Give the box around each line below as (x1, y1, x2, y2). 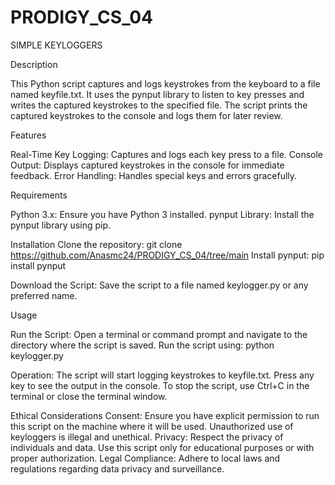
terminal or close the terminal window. (10, 390, 168, 402)
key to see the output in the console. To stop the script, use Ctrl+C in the (10, 379, 310, 391)
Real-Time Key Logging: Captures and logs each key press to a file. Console (10, 148, 324, 160)
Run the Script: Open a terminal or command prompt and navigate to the (10, 328, 308, 340)
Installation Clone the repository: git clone (10, 238, 183, 250)
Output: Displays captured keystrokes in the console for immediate (10, 159, 285, 171)
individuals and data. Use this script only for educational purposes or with (10, 441, 315, 453)
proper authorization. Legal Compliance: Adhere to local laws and (10, 452, 281, 464)
